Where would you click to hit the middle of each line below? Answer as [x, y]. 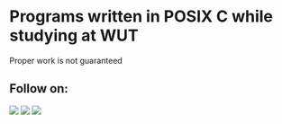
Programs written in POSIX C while [141, 17]
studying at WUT [74, 35]
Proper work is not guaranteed [66, 60]
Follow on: [39, 89]
